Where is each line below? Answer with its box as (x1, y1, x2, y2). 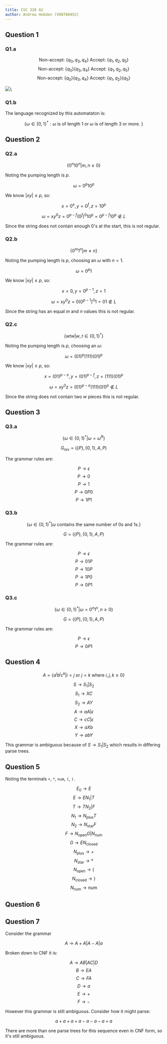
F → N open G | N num (65, 830, 103, 837)
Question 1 (5, 30, 39, 39)
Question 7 (5, 917, 40, 925)
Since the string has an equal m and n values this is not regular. (5, 308, 136, 314)
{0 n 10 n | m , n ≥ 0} (66, 161, 101, 168)
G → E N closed (69, 839, 98, 846)
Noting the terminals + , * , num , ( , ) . (5, 776, 75, 782)
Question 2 (5, 135, 40, 143)
